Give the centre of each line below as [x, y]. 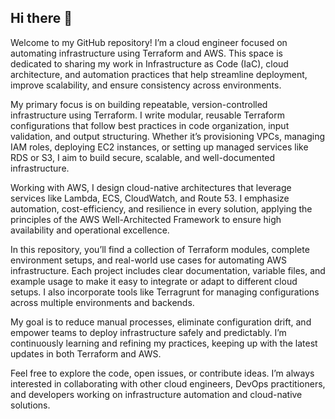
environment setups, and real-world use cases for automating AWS [148, 260]
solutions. [30, 405]
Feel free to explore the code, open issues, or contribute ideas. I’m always [162, 373]
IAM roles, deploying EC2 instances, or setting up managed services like [159, 147]
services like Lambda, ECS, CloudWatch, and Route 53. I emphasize [150, 198]
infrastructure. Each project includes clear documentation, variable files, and [168, 270]
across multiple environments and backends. [102, 302]
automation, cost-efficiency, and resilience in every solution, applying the [161, 208]
